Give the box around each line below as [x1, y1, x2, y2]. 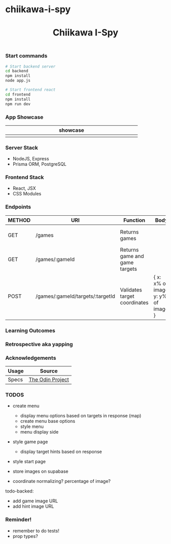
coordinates [120, 299, 149, 306]
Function [123, 216, 146, 223]
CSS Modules [12, 191, 42, 197]
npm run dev [5, 101, 31, 106]
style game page [12, 439, 48, 445]
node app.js [5, 78, 31, 83]
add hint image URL [12, 503, 54, 509]
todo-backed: [5, 488, 34, 494]
